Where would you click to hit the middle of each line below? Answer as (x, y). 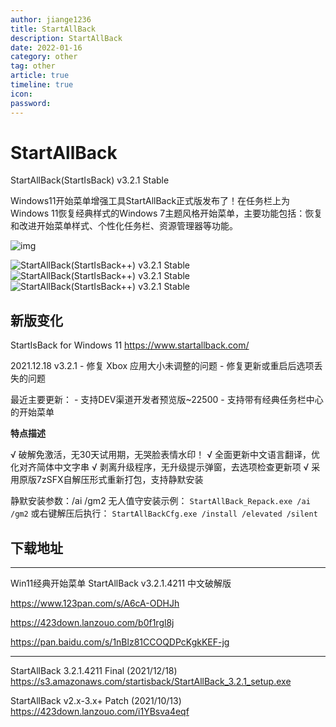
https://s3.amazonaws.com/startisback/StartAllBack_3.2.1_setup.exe (151, 682)
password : (31, 103)
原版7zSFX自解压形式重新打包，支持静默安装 (111, 480)
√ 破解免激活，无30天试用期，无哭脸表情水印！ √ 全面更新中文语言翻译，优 (165, 455)
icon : (21, 94)
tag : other (33, 66)
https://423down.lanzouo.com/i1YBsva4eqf (100, 712)
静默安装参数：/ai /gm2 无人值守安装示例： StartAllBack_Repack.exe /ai (160, 501)
